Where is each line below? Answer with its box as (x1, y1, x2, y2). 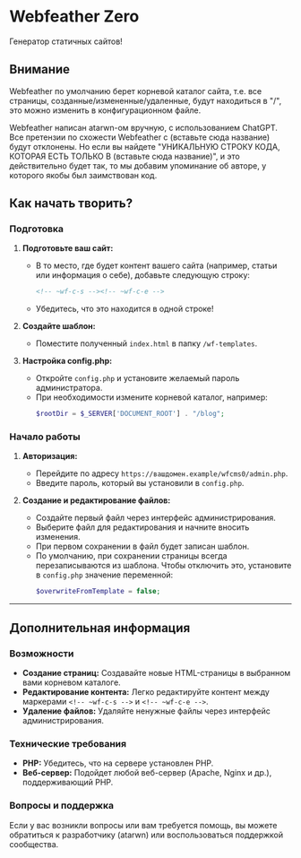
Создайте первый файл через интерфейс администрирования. (35, 513, 276, 524)
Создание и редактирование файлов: (21, 495, 171, 506)
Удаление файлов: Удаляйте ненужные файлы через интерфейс (21, 706, 271, 716)
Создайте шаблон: (21, 321, 96, 332)
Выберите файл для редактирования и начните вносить (35, 522, 250, 533)
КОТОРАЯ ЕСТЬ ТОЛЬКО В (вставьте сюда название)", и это (9, 151, 240, 161)
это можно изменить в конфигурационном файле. (9, 105, 202, 116)
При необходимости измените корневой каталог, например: (35, 392, 269, 403)
